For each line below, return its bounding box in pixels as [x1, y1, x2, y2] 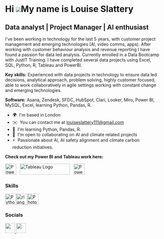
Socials [5, 211, 23, 218]
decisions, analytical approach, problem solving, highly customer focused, [5, 77, 156, 83]
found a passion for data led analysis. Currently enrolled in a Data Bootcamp [5, 52, 160, 58]
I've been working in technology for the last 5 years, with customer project [5, 36, 156, 42]
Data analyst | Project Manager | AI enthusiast [5, 23, 149, 31]
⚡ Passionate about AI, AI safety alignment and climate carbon [12, 137, 140, 143]
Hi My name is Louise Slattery [5, 3, 134, 15]
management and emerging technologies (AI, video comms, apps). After [5, 41, 151, 47]
